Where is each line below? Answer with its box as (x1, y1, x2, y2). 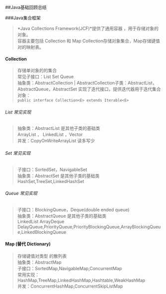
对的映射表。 (17, 44, 44, 50)
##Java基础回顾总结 (5, 4, 47, 10)
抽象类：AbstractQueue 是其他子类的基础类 (17, 213, 107, 219)
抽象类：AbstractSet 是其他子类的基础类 (17, 173, 100, 179)
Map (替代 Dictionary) (5, 241, 51, 247)
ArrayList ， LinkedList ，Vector (17, 131, 83, 138)
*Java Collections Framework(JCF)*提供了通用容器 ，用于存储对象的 (17, 25, 159, 31)
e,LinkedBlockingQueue (17, 229, 67, 235)
